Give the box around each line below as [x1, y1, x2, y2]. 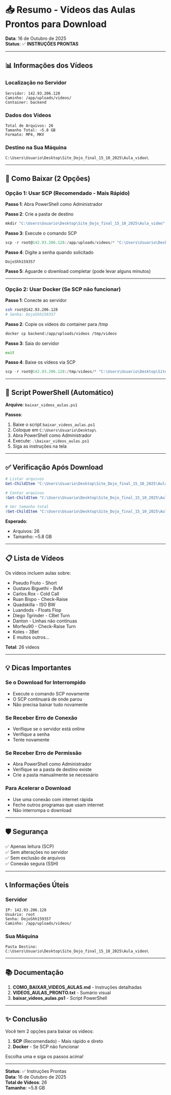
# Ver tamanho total [5, 504, 49, 509]
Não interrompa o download [12, 807, 72, 813]
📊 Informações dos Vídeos [5, 61, 93, 70]
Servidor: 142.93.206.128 [5, 90, 60, 96]
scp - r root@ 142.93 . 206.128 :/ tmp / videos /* [5, 369, 97, 375]
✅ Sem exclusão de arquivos [5, 855, 66, 861]
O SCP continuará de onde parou [12, 696, 82, 702]
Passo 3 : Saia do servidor [5, 340, 60, 346]
